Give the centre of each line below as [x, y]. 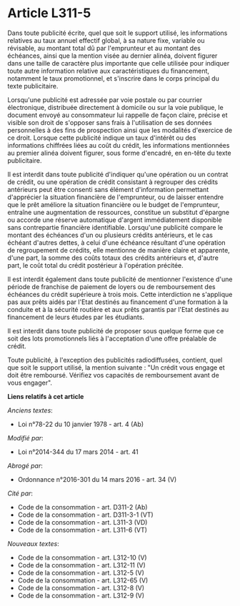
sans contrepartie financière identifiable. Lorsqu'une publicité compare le [115, 227]
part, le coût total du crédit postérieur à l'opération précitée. [95, 265]
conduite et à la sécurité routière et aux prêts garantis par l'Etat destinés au [118, 309]
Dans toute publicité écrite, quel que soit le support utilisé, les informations [117, 33]
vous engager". [30, 383]
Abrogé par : [25, 465]
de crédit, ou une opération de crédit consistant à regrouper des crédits [113, 182]
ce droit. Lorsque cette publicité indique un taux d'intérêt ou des [102, 138]
